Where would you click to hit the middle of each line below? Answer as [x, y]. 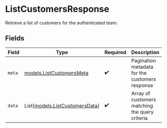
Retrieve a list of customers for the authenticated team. [62, 23]
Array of [141, 93]
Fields [15, 38]
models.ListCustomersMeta [56, 73]
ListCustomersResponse [57, 9]
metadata [142, 67]
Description [145, 52]
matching [142, 106]
